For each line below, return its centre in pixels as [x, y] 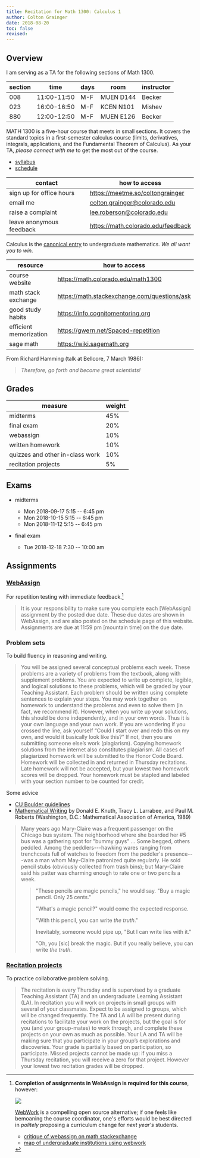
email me [22, 202]
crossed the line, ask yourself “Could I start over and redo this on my [105, 730]
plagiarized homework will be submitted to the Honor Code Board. [102, 756]
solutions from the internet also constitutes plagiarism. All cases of [102, 750]
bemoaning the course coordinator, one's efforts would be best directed [103, 1118]
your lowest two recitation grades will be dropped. [82, 1066]
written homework [35, 445]
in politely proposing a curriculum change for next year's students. [96, 1125]
